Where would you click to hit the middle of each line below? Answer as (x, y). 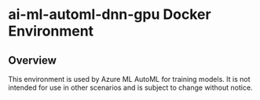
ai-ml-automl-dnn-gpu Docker (110, 15)
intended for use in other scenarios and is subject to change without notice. (130, 87)
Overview (33, 60)
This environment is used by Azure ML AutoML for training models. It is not (129, 79)
